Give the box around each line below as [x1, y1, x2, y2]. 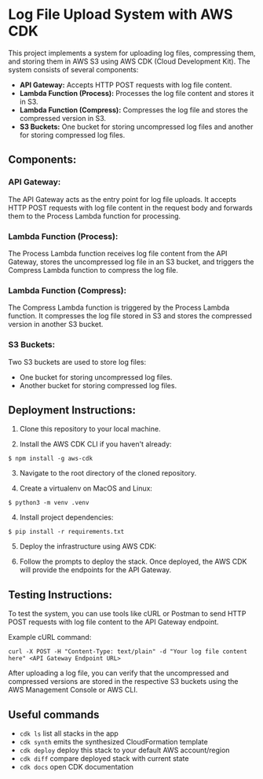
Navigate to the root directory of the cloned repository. [19, 469, 197, 478]
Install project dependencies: [19, 513, 114, 522]
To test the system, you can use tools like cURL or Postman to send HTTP [8, 609, 247, 619]
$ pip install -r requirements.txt [8, 528, 125, 536]
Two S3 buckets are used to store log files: [8, 357, 147, 366]
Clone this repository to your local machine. [19, 424, 161, 434]
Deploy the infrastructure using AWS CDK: [19, 542, 157, 551]
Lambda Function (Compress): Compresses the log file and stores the [19, 105, 249, 115]
